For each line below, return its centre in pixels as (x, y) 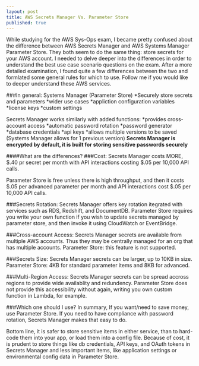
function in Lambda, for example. (47, 296)
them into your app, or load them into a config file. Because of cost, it (105, 338)
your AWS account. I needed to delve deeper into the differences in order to (99, 59)
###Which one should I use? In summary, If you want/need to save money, (97, 307)
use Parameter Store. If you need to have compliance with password (90, 314)
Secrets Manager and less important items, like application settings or (91, 351)
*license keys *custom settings (44, 108)
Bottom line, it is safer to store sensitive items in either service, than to (92, 332)
